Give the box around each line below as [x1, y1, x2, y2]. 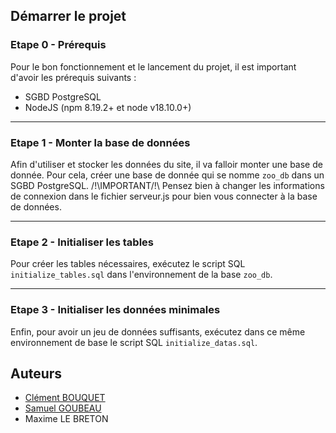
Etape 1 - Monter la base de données [10, 135, 191, 149]
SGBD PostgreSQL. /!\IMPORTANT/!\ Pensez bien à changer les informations [10, 179, 325, 191]
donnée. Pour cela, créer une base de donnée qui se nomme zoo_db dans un [10, 169, 325, 181]
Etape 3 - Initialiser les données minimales [10, 303, 221, 317]
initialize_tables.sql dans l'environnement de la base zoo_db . [10, 269, 273, 281]
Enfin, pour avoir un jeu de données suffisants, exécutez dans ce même [10, 325, 306, 338]
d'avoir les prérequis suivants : [10, 71, 137, 83]
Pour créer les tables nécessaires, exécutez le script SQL [10, 258, 246, 270]
